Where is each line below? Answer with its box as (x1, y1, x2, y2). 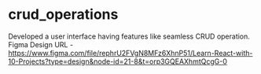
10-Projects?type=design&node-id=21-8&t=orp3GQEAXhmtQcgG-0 (8, 57, 228, 66)
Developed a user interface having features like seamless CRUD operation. (8, 31, 250, 41)
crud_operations (8, 6, 119, 24)
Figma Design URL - (8, 39, 73, 49)
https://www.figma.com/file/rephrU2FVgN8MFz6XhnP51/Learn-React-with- (8, 48, 253, 57)
